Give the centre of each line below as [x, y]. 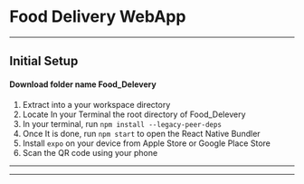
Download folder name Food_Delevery [83, 84]
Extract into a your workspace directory [96, 104]
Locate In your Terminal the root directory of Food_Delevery [134, 114]
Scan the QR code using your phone [90, 152]
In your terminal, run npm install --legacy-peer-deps [122, 123]
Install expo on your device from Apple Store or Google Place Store [147, 143]
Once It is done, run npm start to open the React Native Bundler [141, 133]
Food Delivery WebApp [98, 17]
